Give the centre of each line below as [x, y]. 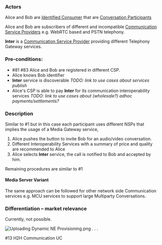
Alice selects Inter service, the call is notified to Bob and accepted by [81, 154]
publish [19, 85]
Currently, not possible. [28, 219]
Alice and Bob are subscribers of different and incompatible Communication [81, 27]
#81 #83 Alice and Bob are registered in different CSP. [66, 70]
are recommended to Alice [39, 149]
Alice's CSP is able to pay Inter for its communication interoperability [81, 91]
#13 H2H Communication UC [34, 238]
